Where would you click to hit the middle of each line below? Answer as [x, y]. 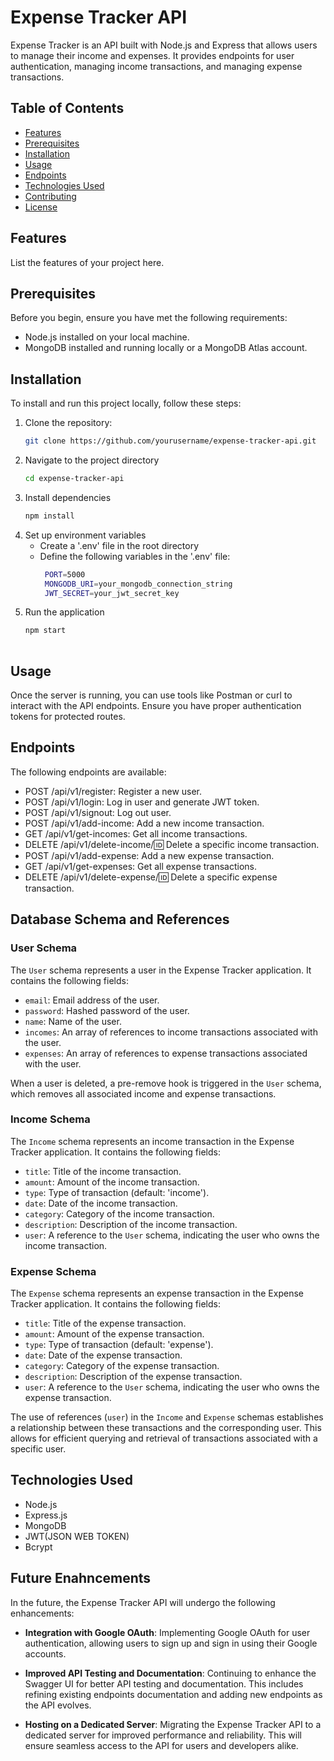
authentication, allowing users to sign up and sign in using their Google [171, 1643]
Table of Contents [67, 108]
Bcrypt [38, 1547]
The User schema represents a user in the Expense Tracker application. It [161, 970]
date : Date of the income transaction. [101, 1203]
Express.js [46, 1515]
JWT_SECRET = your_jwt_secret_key [112, 593]
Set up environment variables [85, 535]
